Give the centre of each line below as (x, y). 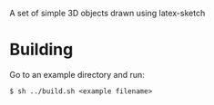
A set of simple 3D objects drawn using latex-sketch (107, 13)
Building (41, 50)
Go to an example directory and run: (77, 74)
